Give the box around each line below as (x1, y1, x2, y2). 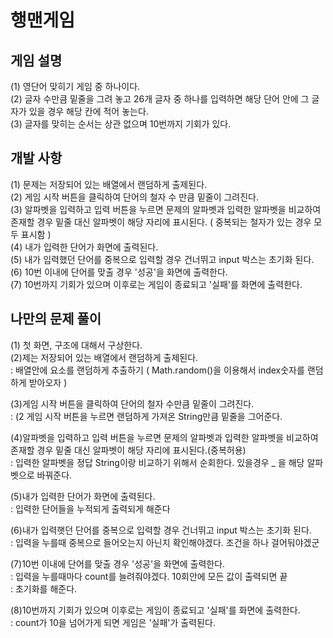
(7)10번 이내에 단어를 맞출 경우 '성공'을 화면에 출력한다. (10, 557, 226, 570)
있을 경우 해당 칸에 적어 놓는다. (28, 106, 149, 117)
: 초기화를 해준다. (10, 582, 78, 595)
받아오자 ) (28, 376, 68, 388)
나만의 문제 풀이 (10, 311, 102, 328)
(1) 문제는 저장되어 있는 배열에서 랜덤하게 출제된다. (10, 178, 208, 190)
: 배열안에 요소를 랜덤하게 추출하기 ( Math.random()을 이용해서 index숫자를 (10, 364, 305, 376)
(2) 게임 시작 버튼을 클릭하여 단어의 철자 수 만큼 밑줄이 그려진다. (10, 191, 260, 203)
